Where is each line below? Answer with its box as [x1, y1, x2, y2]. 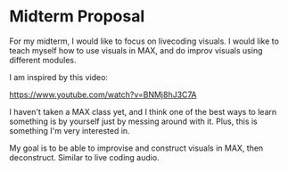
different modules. [9, 54, 78, 65]
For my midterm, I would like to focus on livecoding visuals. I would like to [9, 36, 279, 46]
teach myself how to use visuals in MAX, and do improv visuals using [9, 45, 263, 55]
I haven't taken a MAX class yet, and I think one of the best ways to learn [9, 106, 277, 117]
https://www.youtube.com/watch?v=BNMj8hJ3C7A [9, 89, 197, 100]
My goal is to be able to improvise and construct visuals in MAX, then [9, 143, 264, 153]
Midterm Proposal [9, 6, 145, 27]
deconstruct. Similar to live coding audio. [9, 152, 160, 162]
